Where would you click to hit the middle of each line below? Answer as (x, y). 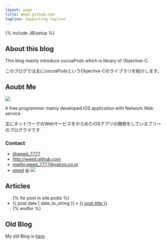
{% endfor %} (27, 209)
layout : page (19, 10)
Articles (18, 186)
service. (13, 113)
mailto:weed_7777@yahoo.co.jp (45, 164)
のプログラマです (23, 130)
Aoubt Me (21, 87)
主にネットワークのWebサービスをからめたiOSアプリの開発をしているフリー (83, 124)
